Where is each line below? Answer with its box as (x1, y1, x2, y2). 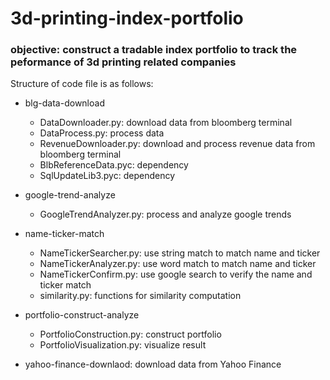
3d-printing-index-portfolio (10, 7, 244, 30)
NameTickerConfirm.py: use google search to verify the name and (39, 268, 313, 281)
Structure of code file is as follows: (10, 78, 154, 90)
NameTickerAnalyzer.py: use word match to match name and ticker (39, 258, 317, 270)
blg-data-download (24, 97, 105, 109)
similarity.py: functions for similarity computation (39, 290, 242, 302)
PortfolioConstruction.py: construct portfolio (39, 328, 222, 341)
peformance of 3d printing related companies (10, 55, 237, 69)
